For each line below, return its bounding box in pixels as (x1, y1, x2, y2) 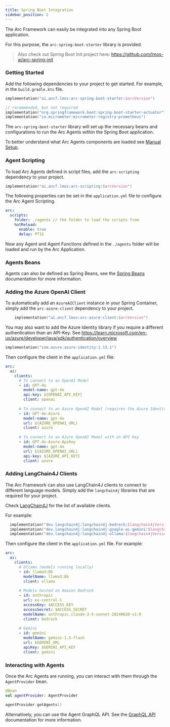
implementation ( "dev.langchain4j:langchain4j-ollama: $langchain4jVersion (10, 531, 168, 537)
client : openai (23, 397, 56, 402)
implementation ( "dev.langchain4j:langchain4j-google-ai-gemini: (10, 527, 148, 532)
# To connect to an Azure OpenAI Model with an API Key (18, 435, 139, 440)
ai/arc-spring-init (17, 56, 54, 62)
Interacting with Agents (5, 662, 65, 669)
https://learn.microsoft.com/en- (81, 330, 148, 336)
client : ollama (23, 579, 56, 584)
